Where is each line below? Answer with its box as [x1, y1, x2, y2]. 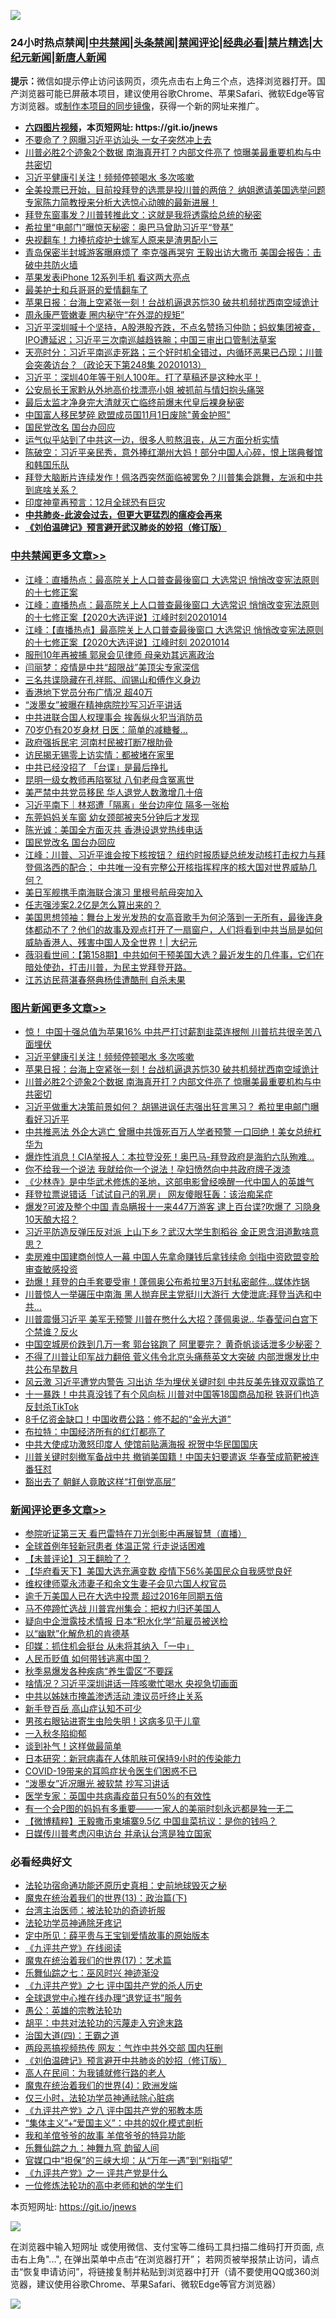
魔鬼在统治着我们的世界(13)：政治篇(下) [24, 1892, 188, 1904]
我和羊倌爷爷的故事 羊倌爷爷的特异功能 [24, 2130, 186, 2142]
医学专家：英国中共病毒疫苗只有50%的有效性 [24, 1790, 212, 1802]
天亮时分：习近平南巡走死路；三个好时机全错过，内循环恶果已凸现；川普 [24, 346, 323, 359]
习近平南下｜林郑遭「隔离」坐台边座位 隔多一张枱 [24, 798, 230, 810]
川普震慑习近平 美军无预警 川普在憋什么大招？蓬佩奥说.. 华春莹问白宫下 [24, 1313, 318, 1325]
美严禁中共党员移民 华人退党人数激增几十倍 [24, 786, 203, 798]
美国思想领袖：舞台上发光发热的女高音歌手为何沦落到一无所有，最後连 [24, 911, 315, 923]
